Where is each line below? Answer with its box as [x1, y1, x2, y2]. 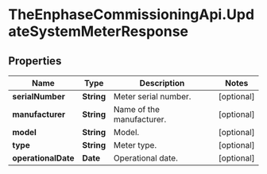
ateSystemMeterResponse [8, 22, 189, 41]
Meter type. [114, 140, 157, 150]
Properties [8, 54, 62, 68]
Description [139, 78, 185, 88]
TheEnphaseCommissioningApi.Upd [8, 6, 255, 24]
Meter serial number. [114, 91, 192, 102]
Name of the [114, 104, 161, 114]
